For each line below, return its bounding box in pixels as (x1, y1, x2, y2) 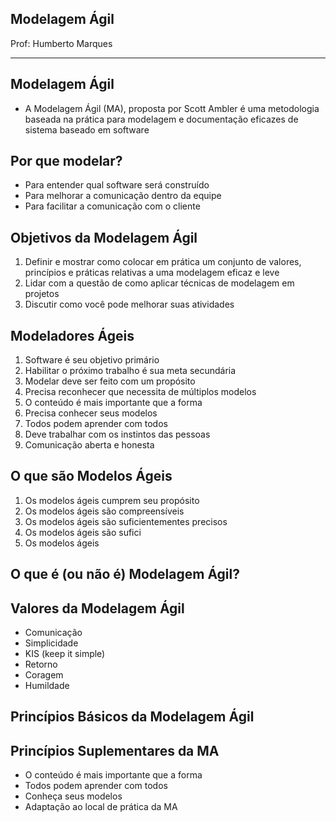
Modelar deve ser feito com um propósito (24, 375, 196, 387)
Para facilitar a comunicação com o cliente (24, 200, 201, 212)
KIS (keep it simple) (24, 648, 106, 660)
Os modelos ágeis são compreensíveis (24, 505, 185, 517)
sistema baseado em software (24, 123, 150, 136)
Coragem (24, 669, 64, 681)
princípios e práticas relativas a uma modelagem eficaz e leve (24, 267, 280, 279)
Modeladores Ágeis (10, 327, 135, 344)
